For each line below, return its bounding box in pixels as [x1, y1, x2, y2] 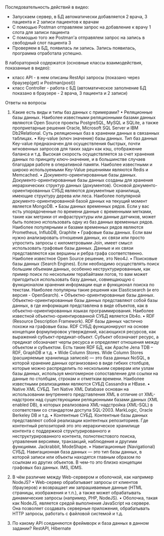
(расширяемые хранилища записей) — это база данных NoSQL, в [12, 355, 150, 360]
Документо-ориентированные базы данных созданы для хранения [12, 177, 153, 183]
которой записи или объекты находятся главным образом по [12, 454, 141, 460]
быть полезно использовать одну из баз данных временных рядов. [12, 219, 154, 225]
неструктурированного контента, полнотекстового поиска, [12, 433, 136, 439]
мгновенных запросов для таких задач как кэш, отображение [12, 146, 142, 151]
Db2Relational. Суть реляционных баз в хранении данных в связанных [12, 130, 160, 136]
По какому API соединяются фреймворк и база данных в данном [12, 520, 149, 526]
